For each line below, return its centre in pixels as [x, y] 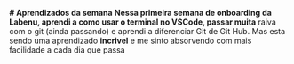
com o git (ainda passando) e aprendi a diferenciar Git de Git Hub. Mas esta [147, 31]
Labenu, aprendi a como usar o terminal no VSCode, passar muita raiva [143, 22]
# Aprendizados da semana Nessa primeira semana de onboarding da [141, 13]
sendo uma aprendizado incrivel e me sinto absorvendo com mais [131, 40]
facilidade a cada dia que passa [68, 50]
